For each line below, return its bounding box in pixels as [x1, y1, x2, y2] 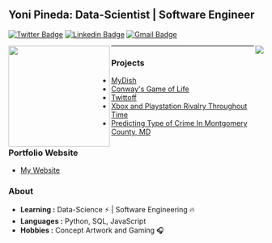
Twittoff [111, 93, 138, 103]
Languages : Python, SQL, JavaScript [19, 216, 147, 226]
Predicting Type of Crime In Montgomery [111, 119, 248, 128]
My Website [19, 165, 61, 175]
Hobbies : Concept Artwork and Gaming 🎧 [19, 225, 165, 235]
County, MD [111, 127, 151, 137]
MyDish [111, 76, 137, 86]
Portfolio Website [8, 147, 79, 158]
